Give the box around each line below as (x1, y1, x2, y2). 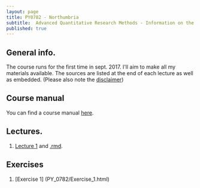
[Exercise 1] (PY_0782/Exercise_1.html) (14, 175, 110, 183)
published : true (6, 25, 47, 32)
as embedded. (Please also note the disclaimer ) (6, 76, 124, 84)
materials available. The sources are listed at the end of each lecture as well (6, 70, 193, 77)
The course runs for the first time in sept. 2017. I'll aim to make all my (6, 63, 175, 70)
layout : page (6, 8, 39, 15)
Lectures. (6, 127, 43, 137)
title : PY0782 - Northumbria (6, 14, 79, 20)
